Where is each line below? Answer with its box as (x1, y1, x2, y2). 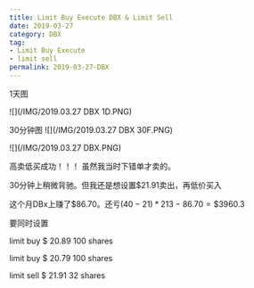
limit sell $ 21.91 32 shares (9, 269, 105, 281)
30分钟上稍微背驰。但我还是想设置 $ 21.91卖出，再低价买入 (9, 179, 223, 190)
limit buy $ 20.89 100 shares (9, 235, 113, 246)
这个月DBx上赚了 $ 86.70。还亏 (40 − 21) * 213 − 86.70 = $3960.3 (9, 198, 245, 210)
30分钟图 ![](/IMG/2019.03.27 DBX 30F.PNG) (9, 124, 174, 135)
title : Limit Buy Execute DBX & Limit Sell (9, 12, 174, 22)
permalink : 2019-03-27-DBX (9, 63, 110, 72)
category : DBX (9, 29, 62, 38)
